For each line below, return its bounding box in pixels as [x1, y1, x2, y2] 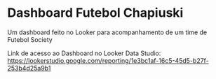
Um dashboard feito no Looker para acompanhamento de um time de [7, 28, 208, 36]
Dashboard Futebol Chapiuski [7, 5, 184, 21]
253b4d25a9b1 [7, 64, 51, 72]
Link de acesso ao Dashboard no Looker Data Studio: [7, 49, 161, 57]
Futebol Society [7, 35, 53, 43]
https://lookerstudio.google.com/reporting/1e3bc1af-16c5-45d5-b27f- [7, 56, 209, 64]
